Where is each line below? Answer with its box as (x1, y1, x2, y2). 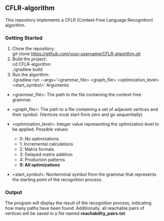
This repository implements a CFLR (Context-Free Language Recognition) (5, 17, 153, 23)
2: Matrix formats (19, 146, 55, 152)
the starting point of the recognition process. (12, 177, 103, 183)
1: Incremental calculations (19, 141, 73, 147)
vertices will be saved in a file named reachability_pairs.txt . (5, 211, 126, 217)
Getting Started (5, 34, 43, 41)
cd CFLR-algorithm (12, 61, 51, 67)
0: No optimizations (19, 136, 59, 142)
